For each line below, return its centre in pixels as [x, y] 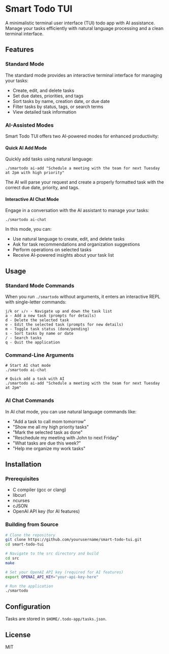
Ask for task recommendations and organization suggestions [76, 245]
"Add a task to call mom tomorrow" [49, 421]
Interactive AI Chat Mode [32, 199]
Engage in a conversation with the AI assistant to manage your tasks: [77, 211]
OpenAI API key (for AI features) [46, 511]
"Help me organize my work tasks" [49, 448]
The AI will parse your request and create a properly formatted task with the [84, 182]
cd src [12, 559]
